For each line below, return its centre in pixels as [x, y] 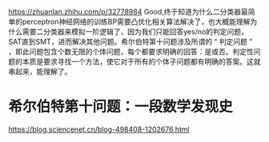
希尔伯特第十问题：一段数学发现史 [121, 107]
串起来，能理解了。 [40, 71]
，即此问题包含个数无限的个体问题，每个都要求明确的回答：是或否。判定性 [131, 51]
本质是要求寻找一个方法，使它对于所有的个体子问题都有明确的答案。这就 [141, 61]
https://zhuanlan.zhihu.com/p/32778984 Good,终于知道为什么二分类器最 [128, 12]
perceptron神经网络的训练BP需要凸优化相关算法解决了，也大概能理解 [136, 22]
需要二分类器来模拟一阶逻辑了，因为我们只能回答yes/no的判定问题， [135, 32]
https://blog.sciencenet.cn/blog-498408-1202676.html [99, 129]
